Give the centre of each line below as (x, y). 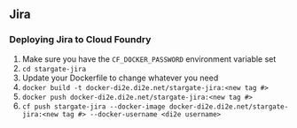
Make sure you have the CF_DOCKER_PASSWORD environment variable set (149, 59)
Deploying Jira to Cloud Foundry (80, 40)
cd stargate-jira (54, 69)
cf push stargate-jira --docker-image (94, 106)
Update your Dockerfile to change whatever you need (120, 78)
